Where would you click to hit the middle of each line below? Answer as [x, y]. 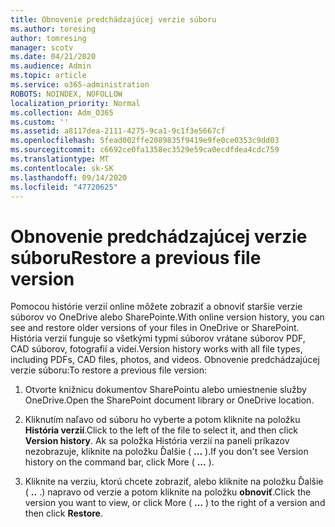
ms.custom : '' [40, 122]
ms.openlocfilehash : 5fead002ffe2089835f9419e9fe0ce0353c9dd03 [145, 141]
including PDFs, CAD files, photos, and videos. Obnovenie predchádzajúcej [165, 360]
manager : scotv [42, 47]
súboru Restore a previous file [136, 257]
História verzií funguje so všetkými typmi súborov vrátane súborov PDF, [158, 338]
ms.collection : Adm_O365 [62, 112]
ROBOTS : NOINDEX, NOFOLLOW [66, 94]
